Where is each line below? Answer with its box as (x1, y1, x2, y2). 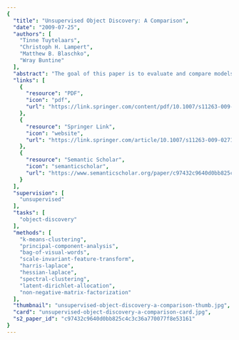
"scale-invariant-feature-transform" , (19, 256, 135, 263)
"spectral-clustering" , (19, 275, 91, 282)
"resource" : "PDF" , (25, 90, 83, 97)
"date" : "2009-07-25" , (13, 24, 81, 31)
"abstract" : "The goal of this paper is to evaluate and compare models (13, 70, 234, 77)
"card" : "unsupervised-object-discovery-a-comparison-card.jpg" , (13, 309, 212, 316)
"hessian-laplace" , (19, 269, 78, 276)
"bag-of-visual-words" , (19, 249, 91, 257)
